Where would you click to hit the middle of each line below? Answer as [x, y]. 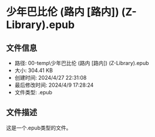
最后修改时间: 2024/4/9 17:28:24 [54, 85]
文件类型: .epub [33, 92]
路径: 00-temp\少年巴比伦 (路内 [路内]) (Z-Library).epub [82, 63]
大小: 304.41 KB [33, 70]
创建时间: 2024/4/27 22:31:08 [50, 78]
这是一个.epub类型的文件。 [39, 128]
